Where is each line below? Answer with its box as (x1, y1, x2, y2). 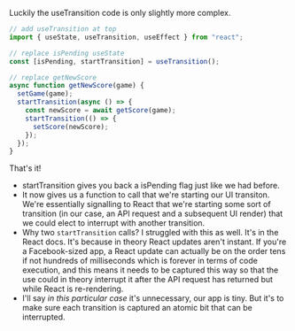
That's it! (9, 163, 42, 173)
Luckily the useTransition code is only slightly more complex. (9, 8, 231, 18)
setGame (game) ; (17, 89, 74, 98)
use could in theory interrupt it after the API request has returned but (21, 274, 273, 285)
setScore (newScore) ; (32, 122, 109, 131)
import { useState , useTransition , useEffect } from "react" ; (9, 33, 244, 42)
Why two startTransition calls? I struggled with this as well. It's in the (21, 227, 279, 238)
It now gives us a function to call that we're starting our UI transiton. (21, 189, 270, 200)
